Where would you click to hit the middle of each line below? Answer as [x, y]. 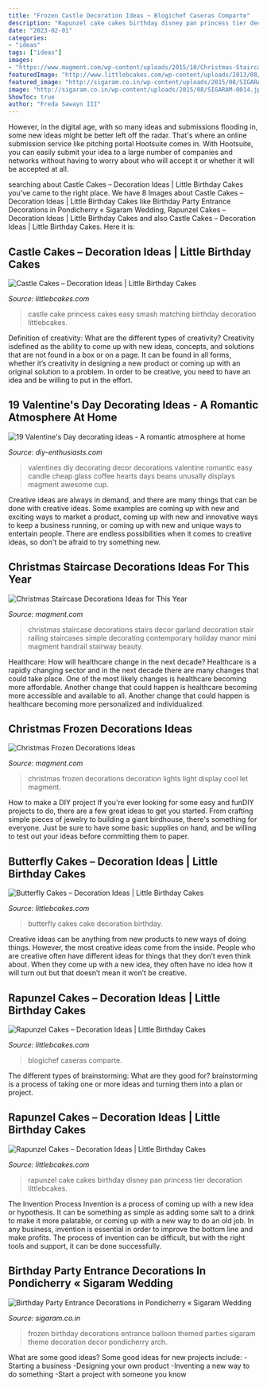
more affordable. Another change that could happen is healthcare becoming [133, 687]
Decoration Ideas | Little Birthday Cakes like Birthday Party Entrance [120, 201]
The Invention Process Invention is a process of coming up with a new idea [131, 1203]
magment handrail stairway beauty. [85, 646]
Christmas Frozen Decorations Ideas [101, 728]
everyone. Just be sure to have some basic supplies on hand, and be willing [132, 828]
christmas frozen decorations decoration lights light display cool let [138, 779]
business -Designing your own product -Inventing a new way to [146, 1366]
